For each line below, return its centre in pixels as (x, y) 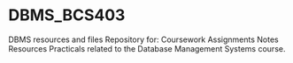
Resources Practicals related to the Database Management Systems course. (147, 48)
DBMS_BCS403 (67, 15)
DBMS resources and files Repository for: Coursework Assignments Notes (144, 39)
